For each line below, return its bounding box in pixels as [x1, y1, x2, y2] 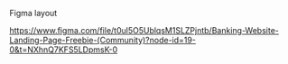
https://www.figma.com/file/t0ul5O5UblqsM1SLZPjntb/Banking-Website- [9, 25, 280, 35]
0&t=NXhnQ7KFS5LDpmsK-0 [9, 44, 118, 55]
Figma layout [9, 8, 58, 18]
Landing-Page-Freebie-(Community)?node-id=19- [9, 35, 197, 45]
